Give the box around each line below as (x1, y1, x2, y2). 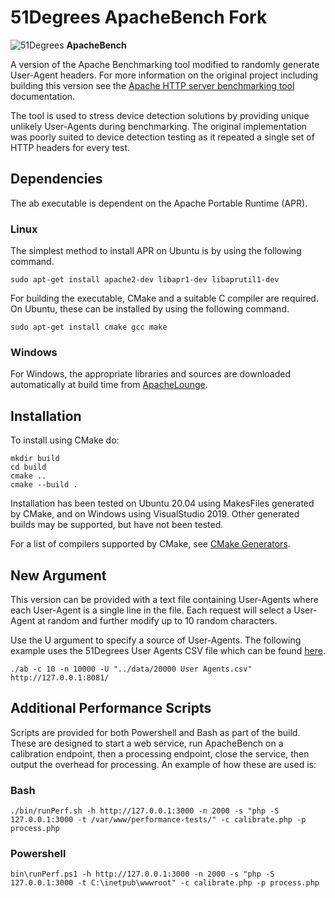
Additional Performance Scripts (10, 700, 212, 717)
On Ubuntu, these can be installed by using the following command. (10, 303, 290, 315)
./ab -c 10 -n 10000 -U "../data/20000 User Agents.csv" (10, 664, 253, 674)
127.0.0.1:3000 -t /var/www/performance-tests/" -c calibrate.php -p (10, 815, 307, 825)
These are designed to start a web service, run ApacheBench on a (10, 737, 284, 749)
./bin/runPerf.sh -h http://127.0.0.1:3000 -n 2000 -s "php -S (10, 806, 280, 816)
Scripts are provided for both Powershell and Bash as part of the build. (10, 726, 301, 738)
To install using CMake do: (10, 434, 120, 446)
